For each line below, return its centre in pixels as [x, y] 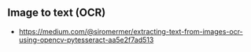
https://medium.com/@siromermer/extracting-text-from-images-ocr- [131, 31]
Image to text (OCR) [57, 13]
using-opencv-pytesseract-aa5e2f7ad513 [86, 40]
